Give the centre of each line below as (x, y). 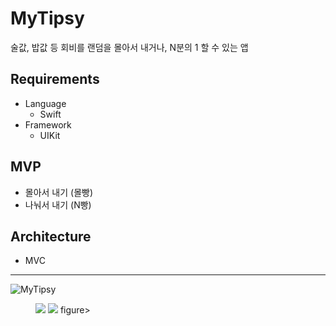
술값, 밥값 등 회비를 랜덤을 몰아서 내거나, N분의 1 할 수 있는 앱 (129, 47)
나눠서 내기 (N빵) (58, 204)
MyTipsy (47, 18)
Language (45, 103)
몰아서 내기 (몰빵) (59, 192)
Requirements (55, 79)
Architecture (51, 236)
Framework (48, 124)
